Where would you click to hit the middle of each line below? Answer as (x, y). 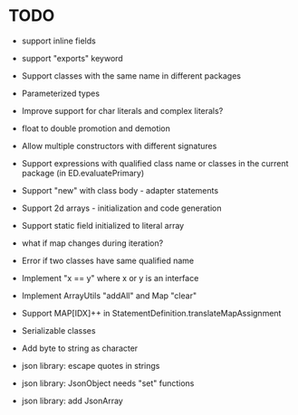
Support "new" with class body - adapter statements (120, 190)
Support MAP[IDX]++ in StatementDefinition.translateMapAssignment (151, 313)
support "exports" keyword (72, 58)
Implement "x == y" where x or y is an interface (110, 278)
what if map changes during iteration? (92, 243)
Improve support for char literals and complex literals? (122, 110)
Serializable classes (58, 330)
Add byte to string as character (80, 348)
